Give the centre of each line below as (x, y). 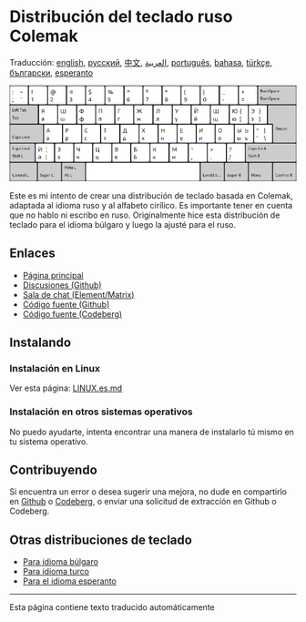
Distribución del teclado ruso (121, 17)
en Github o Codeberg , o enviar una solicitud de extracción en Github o (143, 502)
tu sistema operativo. (49, 441)
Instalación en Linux (55, 368)
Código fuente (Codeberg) (72, 314)
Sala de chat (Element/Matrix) (78, 294)
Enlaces (33, 254)
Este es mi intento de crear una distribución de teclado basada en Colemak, (151, 195)
